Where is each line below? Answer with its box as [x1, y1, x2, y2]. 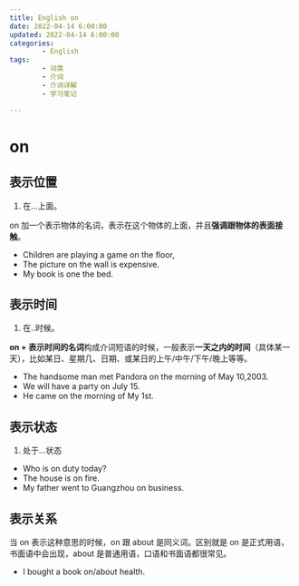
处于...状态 [22, 445, 62, 456]
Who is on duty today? [22, 464, 107, 474]
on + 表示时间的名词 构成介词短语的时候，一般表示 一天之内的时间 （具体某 [9, 342, 283, 353]
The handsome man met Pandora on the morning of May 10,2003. [22, 371, 269, 382]
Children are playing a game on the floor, [22, 249, 175, 259]
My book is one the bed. [22, 269, 114, 279]
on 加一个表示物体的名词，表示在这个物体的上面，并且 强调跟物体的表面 [9, 220, 275, 230]
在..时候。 [22, 323, 60, 334]
